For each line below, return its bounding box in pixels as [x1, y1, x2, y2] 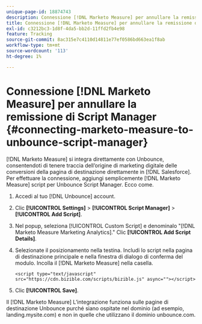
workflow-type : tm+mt [6, 43, 61, 49]
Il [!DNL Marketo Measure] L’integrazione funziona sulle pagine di [6, 298, 169, 305]
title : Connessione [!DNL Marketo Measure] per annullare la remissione [6, 20, 192, 26]
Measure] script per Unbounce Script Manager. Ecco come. [6, 181, 155, 188]
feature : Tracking [6, 31, 52, 37]
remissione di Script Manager [6, 110, 157, 124]
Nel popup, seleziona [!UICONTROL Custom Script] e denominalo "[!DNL [14, 222, 195, 229]
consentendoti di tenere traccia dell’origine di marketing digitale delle [6, 161, 177, 169]
